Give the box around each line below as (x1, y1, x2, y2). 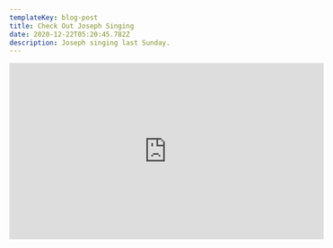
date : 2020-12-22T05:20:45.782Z (9, 30, 130, 38)
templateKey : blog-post (9, 13, 99, 22)
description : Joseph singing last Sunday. (9, 38, 171, 47)
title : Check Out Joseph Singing (9, 21, 135, 30)
